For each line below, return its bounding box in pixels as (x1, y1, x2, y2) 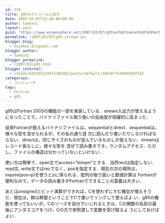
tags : (5, 84, 16, 90)
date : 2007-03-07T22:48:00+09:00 (5, 16, 74, 21)
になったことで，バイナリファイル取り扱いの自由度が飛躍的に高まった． (5, 114, 151, 120)
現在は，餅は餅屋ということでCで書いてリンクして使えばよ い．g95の (13, 195, 155, 200)
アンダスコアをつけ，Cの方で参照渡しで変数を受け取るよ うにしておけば (13, 207, 160, 213)
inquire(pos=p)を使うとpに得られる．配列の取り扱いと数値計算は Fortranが (5, 172, 157, 178)
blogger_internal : (5, 67, 43, 72)
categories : (5, 76, 29, 81)
